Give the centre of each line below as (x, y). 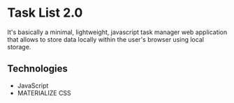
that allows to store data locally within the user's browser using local (106, 39)
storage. (19, 47)
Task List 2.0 (45, 13)
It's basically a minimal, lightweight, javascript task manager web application (117, 32)
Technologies (38, 69)
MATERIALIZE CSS (44, 93)
